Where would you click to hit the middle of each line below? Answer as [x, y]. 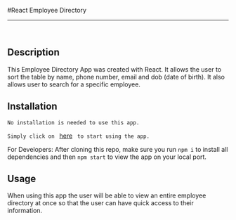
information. [25, 211]
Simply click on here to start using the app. [78, 136]
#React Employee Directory [47, 10]
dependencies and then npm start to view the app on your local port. [107, 157]
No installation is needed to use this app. [73, 122]
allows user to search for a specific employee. [74, 84]
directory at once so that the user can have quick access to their [101, 203]
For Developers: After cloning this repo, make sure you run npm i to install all [118, 149]
